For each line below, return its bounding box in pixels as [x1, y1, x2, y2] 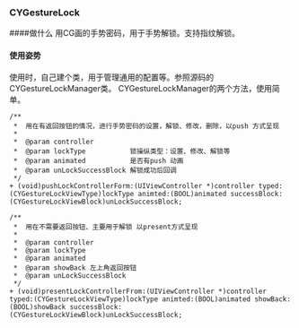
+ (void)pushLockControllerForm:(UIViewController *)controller [9, 181, 255, 190]
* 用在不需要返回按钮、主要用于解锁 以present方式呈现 [13, 222, 198, 231]
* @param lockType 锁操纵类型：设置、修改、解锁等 [13, 146, 231, 156]
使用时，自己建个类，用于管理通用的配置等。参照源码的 [9, 72, 214, 82]
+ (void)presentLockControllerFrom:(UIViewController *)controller [9, 287, 268, 296]
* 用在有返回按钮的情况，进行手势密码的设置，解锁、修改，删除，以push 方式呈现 [13, 121, 280, 131]
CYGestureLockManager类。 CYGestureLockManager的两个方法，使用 [9, 82, 272, 93]
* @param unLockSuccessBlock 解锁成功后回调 [13, 166, 178, 175]
